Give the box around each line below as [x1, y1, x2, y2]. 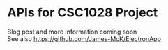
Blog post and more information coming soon [7, 27, 137, 36]
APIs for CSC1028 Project [7, 5, 158, 21]
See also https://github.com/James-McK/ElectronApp [7, 34, 162, 42]
